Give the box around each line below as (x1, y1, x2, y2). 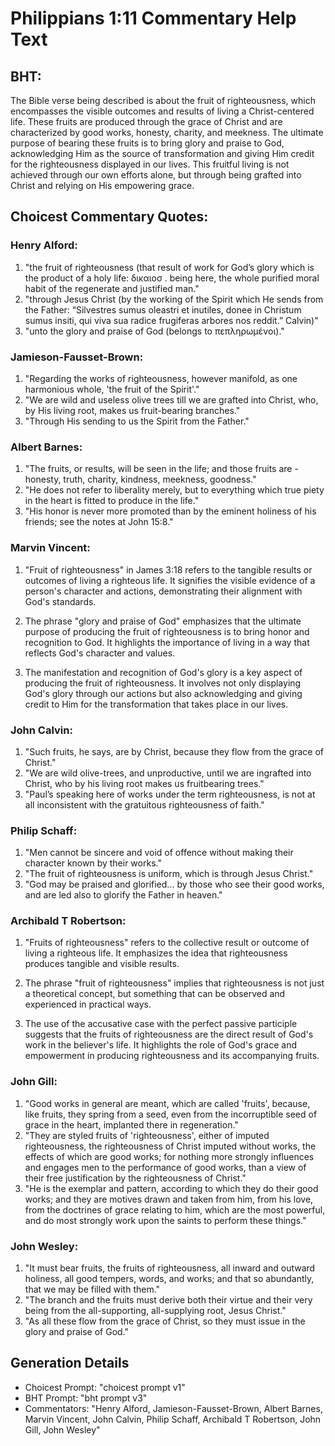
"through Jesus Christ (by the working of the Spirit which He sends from (24, 293, 324, 305)
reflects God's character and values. (24, 647, 176, 659)
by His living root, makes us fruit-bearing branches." (24, 404, 241, 416)
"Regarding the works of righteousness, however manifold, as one (24, 372, 298, 384)
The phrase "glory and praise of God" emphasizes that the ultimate (24, 615, 302, 627)
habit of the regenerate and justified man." (24, 282, 200, 294)
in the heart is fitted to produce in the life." (24, 495, 200, 507)
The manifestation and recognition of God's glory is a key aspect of (24, 666, 303, 678)
